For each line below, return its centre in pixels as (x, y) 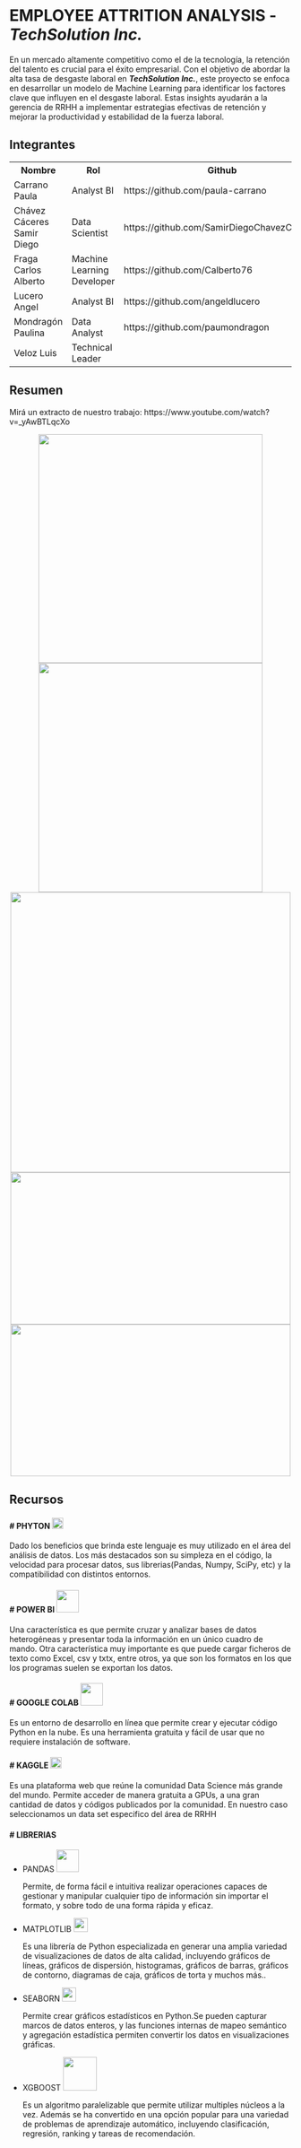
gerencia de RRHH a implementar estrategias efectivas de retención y (138, 107)
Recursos (37, 1500)
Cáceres (31, 222)
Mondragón (39, 321)
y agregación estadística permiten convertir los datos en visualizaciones (155, 2035)
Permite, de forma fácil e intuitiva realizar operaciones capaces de (145, 1887)
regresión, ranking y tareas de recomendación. (108, 2134)
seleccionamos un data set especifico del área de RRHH (113, 1813)
